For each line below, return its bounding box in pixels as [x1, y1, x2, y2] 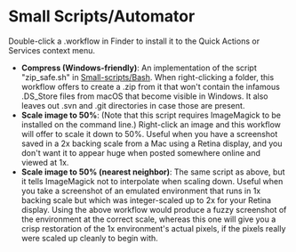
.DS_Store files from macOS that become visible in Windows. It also [20, 91, 268, 102]
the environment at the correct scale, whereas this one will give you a [20, 214, 276, 224]
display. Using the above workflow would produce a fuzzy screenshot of [20, 204, 287, 215]
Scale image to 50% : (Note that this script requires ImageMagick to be [20, 110, 282, 120]
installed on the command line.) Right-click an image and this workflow [20, 118, 282, 130]
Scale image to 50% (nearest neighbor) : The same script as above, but [20, 167, 285, 177]
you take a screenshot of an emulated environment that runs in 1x [20, 185, 261, 196]
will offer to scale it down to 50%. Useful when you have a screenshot [20, 128, 278, 139]
